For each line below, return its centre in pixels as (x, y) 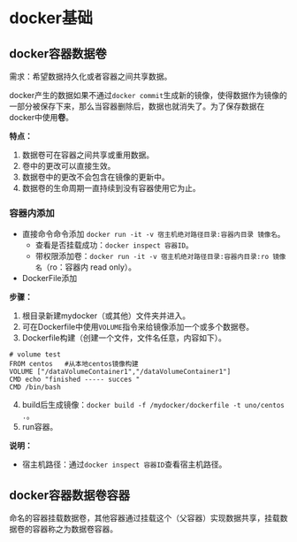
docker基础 (51, 18)
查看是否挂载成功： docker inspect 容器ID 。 (114, 245)
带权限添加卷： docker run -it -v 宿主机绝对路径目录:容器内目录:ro (152, 256)
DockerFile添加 (49, 279)
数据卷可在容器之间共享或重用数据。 (88, 155)
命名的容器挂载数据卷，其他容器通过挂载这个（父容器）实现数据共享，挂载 (145, 518)
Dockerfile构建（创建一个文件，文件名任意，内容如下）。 (124, 338)
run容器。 (40, 427)
